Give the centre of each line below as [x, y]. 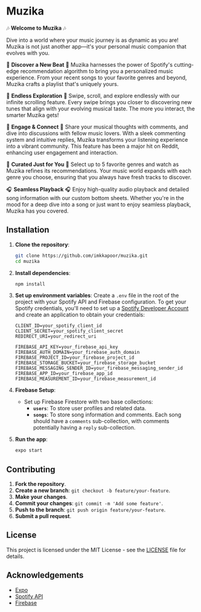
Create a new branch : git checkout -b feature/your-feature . [93, 491]
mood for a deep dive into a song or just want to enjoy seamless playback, [99, 204]
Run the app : [31, 439]
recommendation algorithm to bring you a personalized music [97, 71]
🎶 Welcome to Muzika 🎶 [36, 28]
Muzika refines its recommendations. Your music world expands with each [99, 170]
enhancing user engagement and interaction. [62, 152]
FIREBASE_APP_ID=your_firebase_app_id [64, 374]
